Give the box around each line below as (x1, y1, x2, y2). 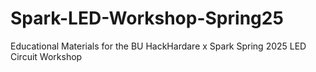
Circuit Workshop (10, 50, 83, 62)
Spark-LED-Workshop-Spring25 (10, 7, 284, 30)
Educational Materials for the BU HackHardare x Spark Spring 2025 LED (10, 40, 307, 52)
